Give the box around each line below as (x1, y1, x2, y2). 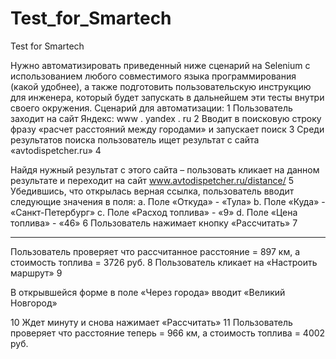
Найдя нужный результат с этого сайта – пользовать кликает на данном (10, 163, 320, 176)
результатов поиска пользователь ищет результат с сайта (10, 133, 260, 146)
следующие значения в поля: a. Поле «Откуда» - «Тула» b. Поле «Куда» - (10, 195, 326, 207)
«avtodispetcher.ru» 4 (10, 144, 102, 156)
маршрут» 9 (10, 267, 63, 279)
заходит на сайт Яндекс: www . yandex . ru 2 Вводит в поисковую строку (10, 112, 322, 124)
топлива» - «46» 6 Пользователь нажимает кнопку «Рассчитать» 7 (10, 217, 298, 229)
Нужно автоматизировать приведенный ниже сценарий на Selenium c (10, 59, 311, 71)
